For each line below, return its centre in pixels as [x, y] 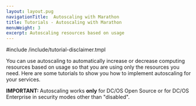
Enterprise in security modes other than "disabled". [68, 97]
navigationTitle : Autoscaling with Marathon [62, 17]
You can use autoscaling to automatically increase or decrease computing [96, 61]
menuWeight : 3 [23, 28]
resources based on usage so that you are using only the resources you [93, 67]
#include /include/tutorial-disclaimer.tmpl [56, 50]
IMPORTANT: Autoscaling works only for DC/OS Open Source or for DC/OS [98, 91]
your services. [23, 80]
